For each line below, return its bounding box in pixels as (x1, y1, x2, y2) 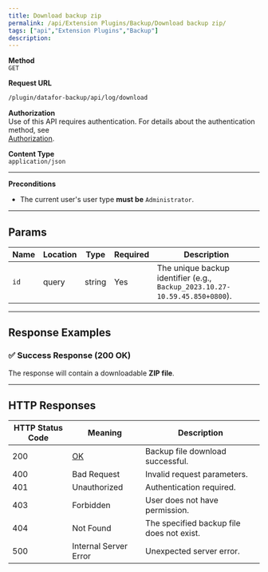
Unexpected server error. (144, 546, 241, 557)
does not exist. (144, 528, 201, 539)
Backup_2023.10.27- (156, 282, 231, 292)
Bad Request (72, 469, 120, 480)
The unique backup (156, 262, 230, 273)
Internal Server (72, 541, 128, 552)
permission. (144, 505, 190, 516)
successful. (144, 456, 189, 467)
